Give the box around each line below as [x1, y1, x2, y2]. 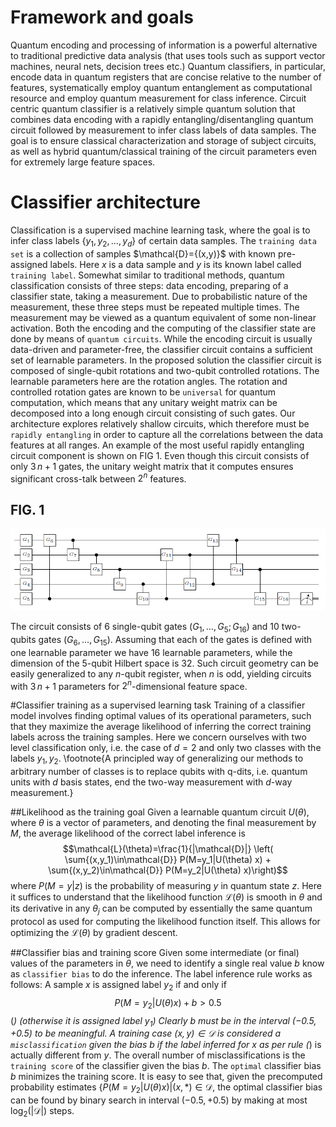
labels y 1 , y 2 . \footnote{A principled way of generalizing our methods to [10, 752, 304, 767]
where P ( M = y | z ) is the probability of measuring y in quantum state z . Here [10, 880, 322, 892]
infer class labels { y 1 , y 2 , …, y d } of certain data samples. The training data [10, 234, 317, 249]
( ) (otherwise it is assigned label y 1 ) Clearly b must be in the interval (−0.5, [10, 1014, 317, 1029]
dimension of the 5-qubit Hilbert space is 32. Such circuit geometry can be [10, 657, 319, 669]
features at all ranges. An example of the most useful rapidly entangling [10, 439, 305, 451]
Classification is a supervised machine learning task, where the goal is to [10, 224, 311, 236]
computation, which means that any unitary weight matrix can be [10, 396, 278, 408]
